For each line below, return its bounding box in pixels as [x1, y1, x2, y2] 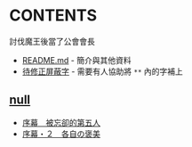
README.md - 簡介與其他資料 [21, 54, 132, 65]
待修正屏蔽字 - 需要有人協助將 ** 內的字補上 [21, 66, 184, 77]
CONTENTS [9, 5, 98, 26]
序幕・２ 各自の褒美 [21, 128, 100, 139]
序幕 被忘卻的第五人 [21, 117, 100, 127]
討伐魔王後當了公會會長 [9, 36, 95, 46]
